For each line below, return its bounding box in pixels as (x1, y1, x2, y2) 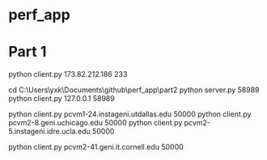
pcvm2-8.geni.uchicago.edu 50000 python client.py (8, 118, 183, 128)
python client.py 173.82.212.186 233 (8, 69, 128, 79)
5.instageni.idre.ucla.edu (8, 127, 91, 137)
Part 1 (8, 43, 47, 61)
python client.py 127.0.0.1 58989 (8, 94, 115, 103)
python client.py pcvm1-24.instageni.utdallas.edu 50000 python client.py (8, 109, 252, 119)
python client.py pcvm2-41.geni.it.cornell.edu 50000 (8, 142, 184, 152)
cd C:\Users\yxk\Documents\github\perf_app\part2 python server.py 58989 (8, 85, 261, 95)
